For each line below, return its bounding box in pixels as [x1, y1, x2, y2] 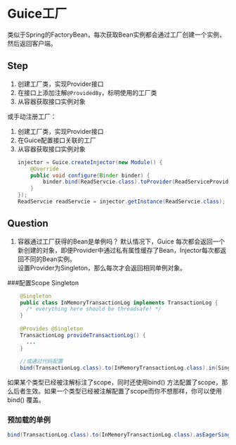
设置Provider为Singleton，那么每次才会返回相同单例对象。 [17, 263, 187, 272]
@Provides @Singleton [20, 325, 83, 332]
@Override [30, 165, 59, 173]
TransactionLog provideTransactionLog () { [20, 332, 146, 339]
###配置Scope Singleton [7, 278, 79, 287]
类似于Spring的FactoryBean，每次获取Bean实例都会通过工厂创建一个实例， [7, 30, 226, 39]
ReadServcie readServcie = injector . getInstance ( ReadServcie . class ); [17, 198, 226, 205]
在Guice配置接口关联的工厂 [17, 136, 97, 144]
